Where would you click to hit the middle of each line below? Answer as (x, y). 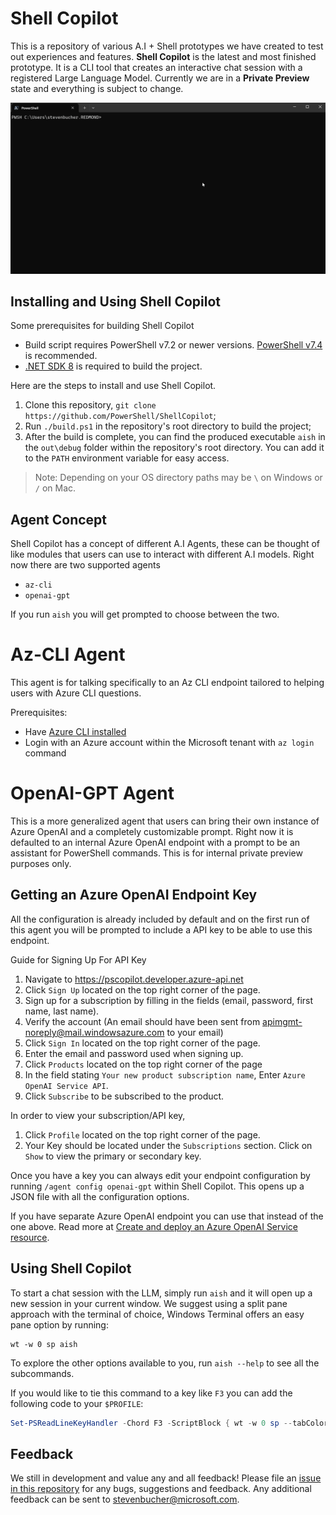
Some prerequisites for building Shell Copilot (102, 326)
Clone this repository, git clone (90, 405)
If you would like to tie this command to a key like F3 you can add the (151, 1393)
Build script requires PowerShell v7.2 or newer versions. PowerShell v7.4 (173, 345)
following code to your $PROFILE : (77, 1403)
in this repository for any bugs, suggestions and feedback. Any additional (161, 1489)
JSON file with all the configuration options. (100, 1196)
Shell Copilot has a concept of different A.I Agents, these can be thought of (165, 544)
